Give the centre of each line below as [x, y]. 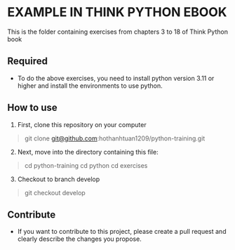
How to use [32, 108]
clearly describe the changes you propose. [79, 239]
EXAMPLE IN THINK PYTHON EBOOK [117, 12]
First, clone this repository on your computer [82, 124]
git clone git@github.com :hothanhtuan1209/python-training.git [115, 138]
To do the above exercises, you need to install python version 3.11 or [116, 78]
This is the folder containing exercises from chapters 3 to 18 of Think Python [117, 32]
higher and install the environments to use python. [90, 86]
